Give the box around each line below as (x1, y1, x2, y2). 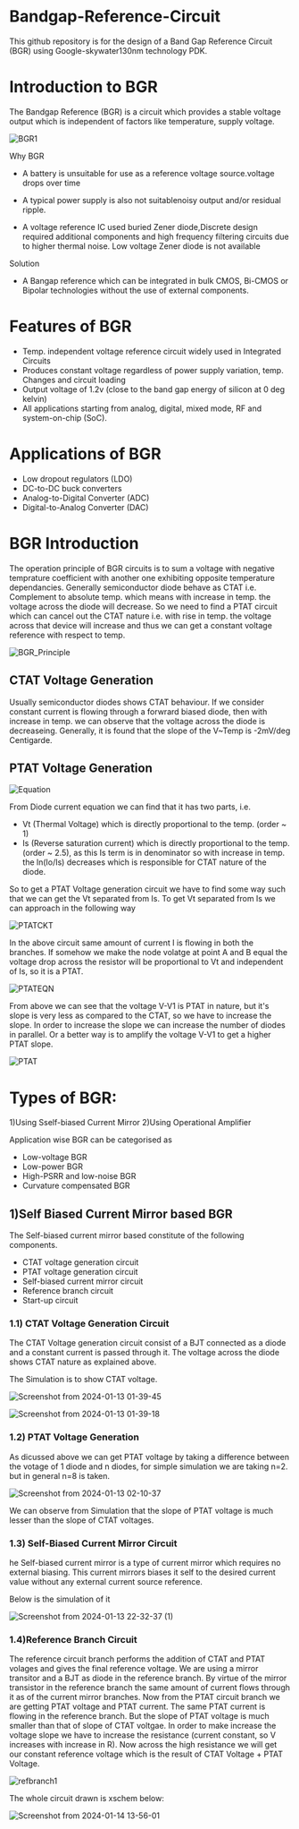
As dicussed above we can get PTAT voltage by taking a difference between (9, 1451, 290, 1462)
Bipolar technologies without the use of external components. (21, 285, 250, 295)
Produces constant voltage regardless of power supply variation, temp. (21, 364, 284, 375)
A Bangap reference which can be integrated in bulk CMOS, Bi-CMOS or (21, 275, 288, 286)
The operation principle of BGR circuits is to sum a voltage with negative (9, 562, 275, 574)
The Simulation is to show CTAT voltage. (9, 1374, 158, 1385)
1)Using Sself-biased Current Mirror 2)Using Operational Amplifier (9, 1117, 252, 1128)
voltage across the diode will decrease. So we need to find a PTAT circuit (9, 601, 278, 611)
